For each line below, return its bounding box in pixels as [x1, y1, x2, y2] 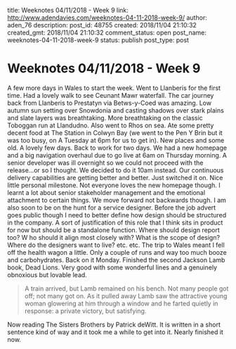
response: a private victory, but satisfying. [24, 306, 147, 315]
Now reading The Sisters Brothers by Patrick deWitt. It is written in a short [7, 320, 221, 329]
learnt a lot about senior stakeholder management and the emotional [7, 188, 206, 196]
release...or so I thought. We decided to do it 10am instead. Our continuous [7, 165, 224, 174]
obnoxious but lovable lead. [7, 270, 88, 279]
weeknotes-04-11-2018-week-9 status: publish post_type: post [7, 36, 190, 44]
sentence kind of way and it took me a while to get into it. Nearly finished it [7, 327, 223, 336]
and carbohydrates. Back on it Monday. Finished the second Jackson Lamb [7, 255, 225, 264]
